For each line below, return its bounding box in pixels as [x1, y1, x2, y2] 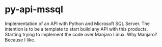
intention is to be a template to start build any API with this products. [5, 26, 148, 32]
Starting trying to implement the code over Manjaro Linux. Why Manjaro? [5, 31, 157, 37]
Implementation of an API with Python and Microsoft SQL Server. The [5, 20, 150, 27]
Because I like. [5, 37, 36, 43]
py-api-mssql [5, 4, 63, 15]
